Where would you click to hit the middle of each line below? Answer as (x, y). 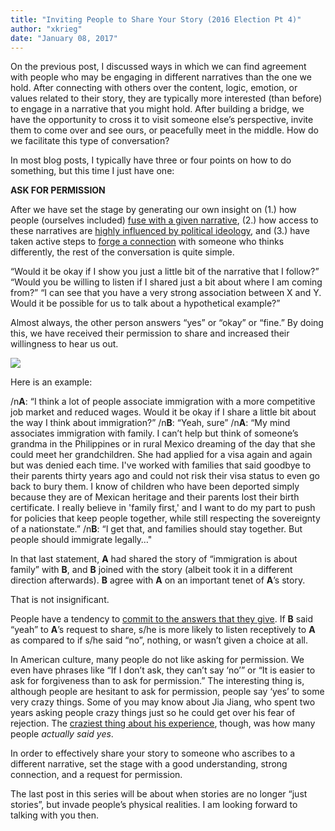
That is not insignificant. (60, 600)
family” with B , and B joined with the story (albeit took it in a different (151, 570)
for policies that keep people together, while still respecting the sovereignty (165, 518)
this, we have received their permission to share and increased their (150, 333)
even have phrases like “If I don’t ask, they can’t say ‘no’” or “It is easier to (163, 670)
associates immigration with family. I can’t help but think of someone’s (154, 433)
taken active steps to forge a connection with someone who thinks (147, 242)
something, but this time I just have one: (92, 171)
